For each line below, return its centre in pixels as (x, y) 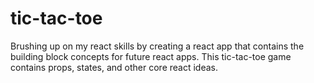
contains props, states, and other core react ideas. (114, 67)
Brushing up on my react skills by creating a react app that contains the (157, 46)
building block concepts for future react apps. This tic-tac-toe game (151, 56)
